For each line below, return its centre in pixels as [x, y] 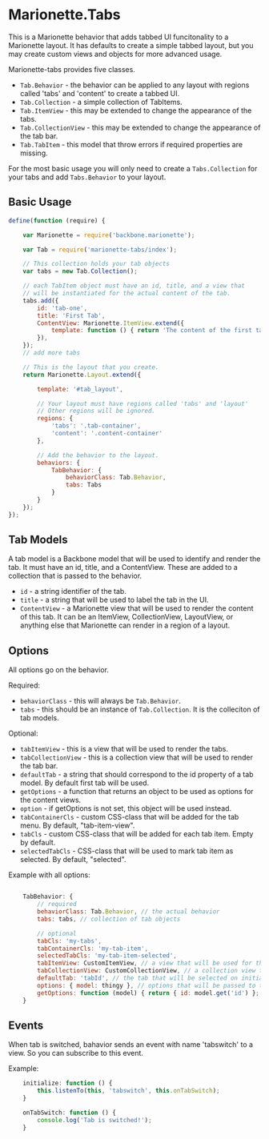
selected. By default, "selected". [73, 860]
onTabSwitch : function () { [69, 1113]
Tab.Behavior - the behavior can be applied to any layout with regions [134, 85]
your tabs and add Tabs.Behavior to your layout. [87, 177]
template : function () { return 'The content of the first [151, 331]
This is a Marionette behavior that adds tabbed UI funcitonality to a [118, 37]
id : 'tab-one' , [62, 308]
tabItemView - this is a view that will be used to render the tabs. [124, 749]
